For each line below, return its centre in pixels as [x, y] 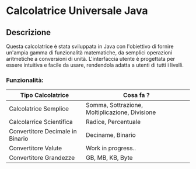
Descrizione [29, 32]
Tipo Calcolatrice [44, 95]
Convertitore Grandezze [42, 158]
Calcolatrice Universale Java [77, 11]
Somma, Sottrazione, [114, 105]
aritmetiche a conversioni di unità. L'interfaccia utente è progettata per [91, 59]
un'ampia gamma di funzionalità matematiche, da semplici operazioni [89, 53]
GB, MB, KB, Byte [109, 158]
